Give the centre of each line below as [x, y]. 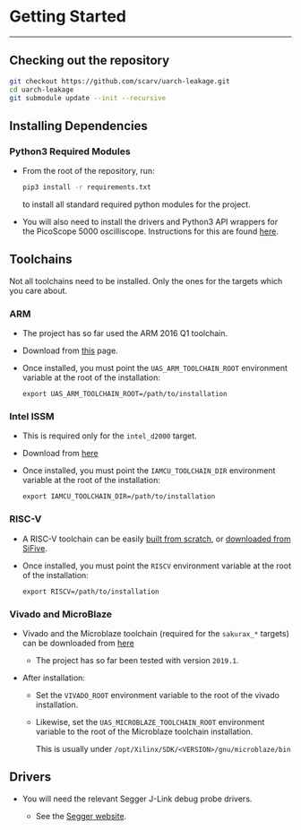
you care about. [39, 290]
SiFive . [34, 548]
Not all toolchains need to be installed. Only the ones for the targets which [146, 281]
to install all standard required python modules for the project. [136, 204]
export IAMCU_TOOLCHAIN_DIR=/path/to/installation [119, 497]
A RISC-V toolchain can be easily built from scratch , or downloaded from [156, 539]
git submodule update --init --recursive [88, 98]
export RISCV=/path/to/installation [90, 592]
